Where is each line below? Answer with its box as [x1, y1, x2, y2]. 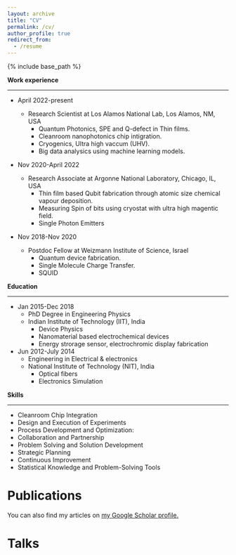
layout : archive [7, 10, 55, 18]
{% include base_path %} [7, 63, 81, 70]
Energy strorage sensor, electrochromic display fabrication [38, 340, 209, 348]
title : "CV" [7, 17, 42, 24]
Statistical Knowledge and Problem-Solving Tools [17, 463, 161, 471]
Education [7, 282, 38, 290]
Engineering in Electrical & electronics [27, 355, 138, 363]
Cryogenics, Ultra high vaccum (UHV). [38, 140, 150, 148]
